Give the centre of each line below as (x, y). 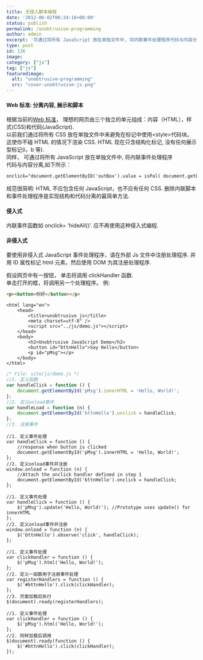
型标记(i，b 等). (25, 150)
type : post (20, 46)
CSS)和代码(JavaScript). (44, 127)
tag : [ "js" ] (21, 68)
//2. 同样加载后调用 (29, 636)
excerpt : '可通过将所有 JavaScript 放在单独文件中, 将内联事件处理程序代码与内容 (99, 40)
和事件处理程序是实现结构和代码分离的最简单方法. (68, 196)
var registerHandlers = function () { (55, 580)
